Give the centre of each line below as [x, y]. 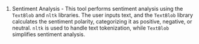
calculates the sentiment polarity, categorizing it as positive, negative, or [102, 21]
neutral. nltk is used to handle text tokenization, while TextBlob [90, 28]
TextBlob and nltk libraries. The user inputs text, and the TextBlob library [103, 15]
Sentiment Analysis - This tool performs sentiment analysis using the [97, 9]
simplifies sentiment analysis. [49, 34]
